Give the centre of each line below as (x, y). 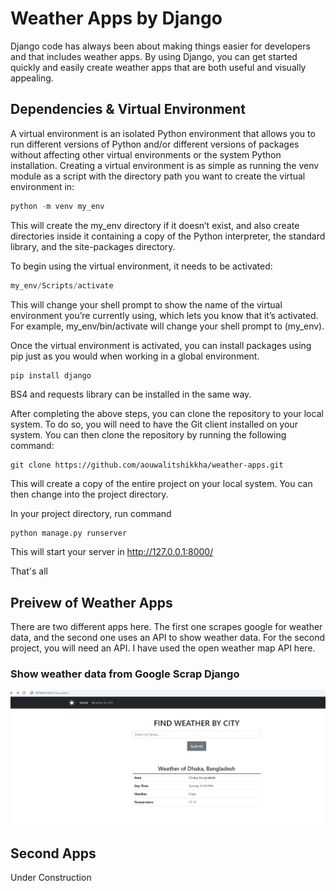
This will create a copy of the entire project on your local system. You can (161, 483)
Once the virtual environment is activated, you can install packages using (161, 345)
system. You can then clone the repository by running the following (148, 434)
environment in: (42, 186)
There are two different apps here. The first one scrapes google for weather (166, 627)
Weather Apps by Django (116, 18)
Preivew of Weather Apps (91, 602)
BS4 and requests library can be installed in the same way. (131, 394)
